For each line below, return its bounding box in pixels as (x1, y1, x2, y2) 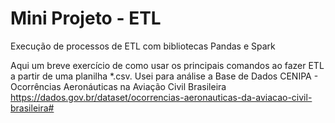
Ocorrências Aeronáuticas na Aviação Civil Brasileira (10, 80, 227, 92)
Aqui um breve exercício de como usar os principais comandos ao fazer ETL (10, 59, 325, 71)
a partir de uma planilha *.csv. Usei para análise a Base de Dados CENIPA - (10, 70, 319, 82)
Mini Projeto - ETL (10, 7, 162, 30)
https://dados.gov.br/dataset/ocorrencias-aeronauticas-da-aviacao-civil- (10, 91, 313, 103)
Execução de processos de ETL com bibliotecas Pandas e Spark (10, 40, 276, 52)
